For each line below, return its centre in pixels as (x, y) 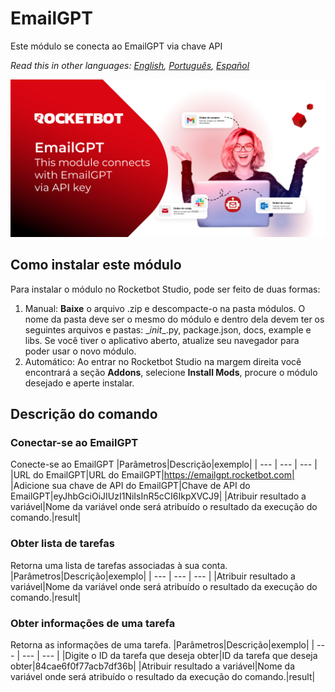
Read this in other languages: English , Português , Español (130, 65)
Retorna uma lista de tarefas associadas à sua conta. (119, 565)
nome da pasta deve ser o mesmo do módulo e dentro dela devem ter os (174, 319)
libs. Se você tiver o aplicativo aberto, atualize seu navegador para (162, 340)
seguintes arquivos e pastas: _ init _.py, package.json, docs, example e (168, 329)
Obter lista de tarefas (62, 544)
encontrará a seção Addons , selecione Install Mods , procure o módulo (171, 372)
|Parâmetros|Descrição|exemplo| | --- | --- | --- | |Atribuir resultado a (153, 576)
